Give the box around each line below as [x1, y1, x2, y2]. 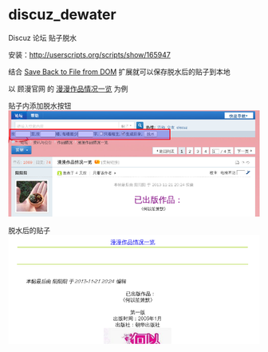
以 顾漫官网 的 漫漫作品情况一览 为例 [8, 84, 128, 93]
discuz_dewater [8, 6, 117, 24]
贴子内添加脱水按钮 [8, 101, 72, 110]
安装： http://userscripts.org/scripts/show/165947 [8, 49, 171, 59]
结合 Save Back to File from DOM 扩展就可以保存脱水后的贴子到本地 [8, 66, 231, 77]
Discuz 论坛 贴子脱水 [8, 33, 77, 42]
